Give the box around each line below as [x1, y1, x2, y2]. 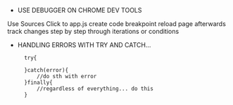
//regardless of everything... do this [36, 85, 153, 92]
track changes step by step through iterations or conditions [7, 27, 180, 35]
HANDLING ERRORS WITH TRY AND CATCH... [17, 41, 151, 49]
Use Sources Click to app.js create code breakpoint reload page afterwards [7, 20, 227, 27]
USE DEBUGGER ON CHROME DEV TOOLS [17, 6, 142, 14]
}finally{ [24, 79, 53, 86]
